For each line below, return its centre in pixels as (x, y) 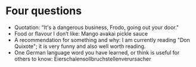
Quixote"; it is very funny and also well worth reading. (80, 46)
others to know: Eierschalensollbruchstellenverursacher (83, 59)
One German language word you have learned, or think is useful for (97, 52)
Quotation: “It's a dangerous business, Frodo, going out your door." (97, 27)
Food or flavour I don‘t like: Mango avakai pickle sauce (81, 33)
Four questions (43, 11)
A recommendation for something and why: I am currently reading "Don (102, 40)
